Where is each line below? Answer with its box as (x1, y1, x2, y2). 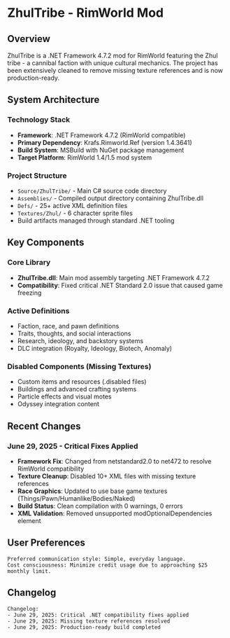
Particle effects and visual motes (17, 392, 112, 401)
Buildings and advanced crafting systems (17, 385, 137, 394)
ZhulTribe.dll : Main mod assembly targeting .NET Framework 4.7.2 (17, 273, 210, 282)
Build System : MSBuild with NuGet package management (17, 146, 185, 154)
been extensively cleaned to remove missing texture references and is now (7, 67, 224, 74)
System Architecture (7, 94, 100, 106)
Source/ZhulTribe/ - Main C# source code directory (17, 186, 167, 195)
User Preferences (7, 537, 85, 549)
